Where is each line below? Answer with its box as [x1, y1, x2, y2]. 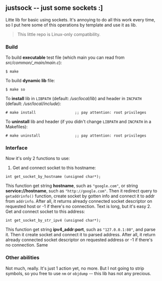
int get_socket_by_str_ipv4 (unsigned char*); [5, 218, 101, 223]
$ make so [5, 87, 26, 92]
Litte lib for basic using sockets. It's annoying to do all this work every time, [5, 17, 155, 22]
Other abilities [5, 254, 40, 261]
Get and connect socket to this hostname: [12, 165, 96, 171]
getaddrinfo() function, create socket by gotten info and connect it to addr [5, 193, 155, 199]
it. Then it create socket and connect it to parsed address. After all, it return [5, 232, 156, 238]
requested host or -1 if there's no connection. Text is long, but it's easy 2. [5, 204, 151, 210]
